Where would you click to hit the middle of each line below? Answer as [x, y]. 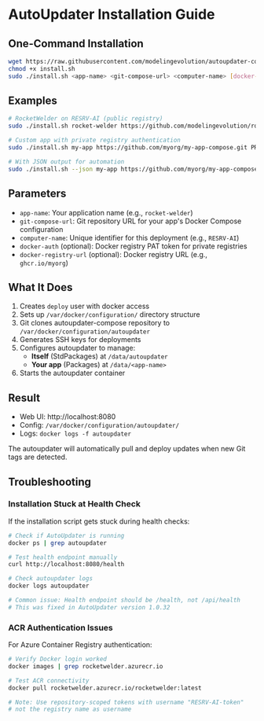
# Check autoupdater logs [50, 579]
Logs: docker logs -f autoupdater [75, 433]
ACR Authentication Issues [61, 627]
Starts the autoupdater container [72, 373]
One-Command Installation [76, 44]
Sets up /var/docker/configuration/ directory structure [110, 315]
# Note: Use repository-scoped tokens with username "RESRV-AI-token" [126, 702]
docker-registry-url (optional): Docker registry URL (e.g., [114, 254]
